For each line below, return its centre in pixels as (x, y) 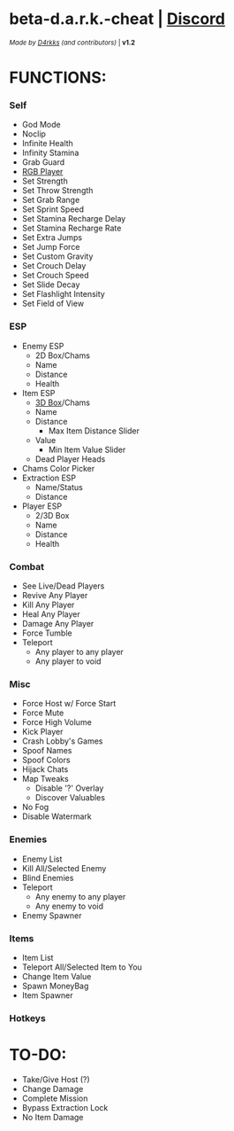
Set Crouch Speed (56, 276)
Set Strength (45, 181)
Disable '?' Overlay (69, 788)
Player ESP (42, 506)
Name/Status (59, 487)
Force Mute (43, 713)
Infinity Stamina (50, 153)
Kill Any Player (48, 605)
